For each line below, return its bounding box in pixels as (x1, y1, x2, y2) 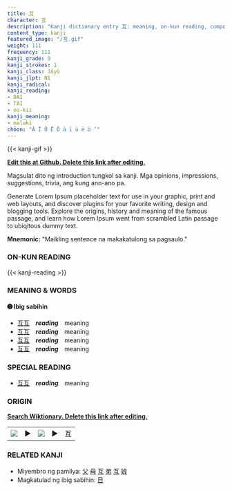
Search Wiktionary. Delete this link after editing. (7, 412, 148, 420)
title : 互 (7, 10, 35, 17)
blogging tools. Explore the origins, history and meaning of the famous (7, 207, 208, 215)
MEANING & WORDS (7, 285, 77, 295)
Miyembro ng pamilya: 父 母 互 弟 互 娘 (17, 467, 128, 475)
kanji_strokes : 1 (7, 62, 57, 68)
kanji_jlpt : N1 (7, 74, 51, 82)
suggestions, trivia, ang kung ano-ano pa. (7, 179, 126, 187)
